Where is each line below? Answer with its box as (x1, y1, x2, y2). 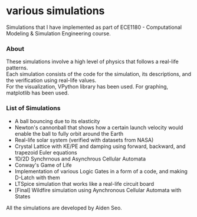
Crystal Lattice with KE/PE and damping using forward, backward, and (14, 143, 186, 150)
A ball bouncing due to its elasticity (14, 117, 100, 124)
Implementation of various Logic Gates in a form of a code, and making (14, 167, 188, 175)
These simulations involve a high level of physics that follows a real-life (6, 58, 179, 65)
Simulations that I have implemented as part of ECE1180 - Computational (6, 24, 182, 31)
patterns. (6, 64, 28, 71)
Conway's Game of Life (14, 161, 72, 169)
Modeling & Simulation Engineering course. (6, 29, 111, 37)
